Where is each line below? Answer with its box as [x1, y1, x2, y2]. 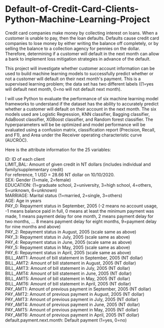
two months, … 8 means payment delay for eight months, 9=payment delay [5, 219, 157, 224]
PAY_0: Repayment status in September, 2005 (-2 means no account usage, [5, 203, 158, 209]
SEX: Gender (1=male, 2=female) [5, 177, 71, 183]
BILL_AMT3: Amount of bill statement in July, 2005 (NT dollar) [5, 265, 131, 271]
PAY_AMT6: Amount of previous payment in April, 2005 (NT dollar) [5, 312, 140, 318]
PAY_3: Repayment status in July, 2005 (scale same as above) [5, 234, 130, 240]
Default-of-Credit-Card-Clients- [5, 3, 139, 15]
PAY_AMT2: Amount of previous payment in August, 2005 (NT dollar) [5, 291, 144, 297]
